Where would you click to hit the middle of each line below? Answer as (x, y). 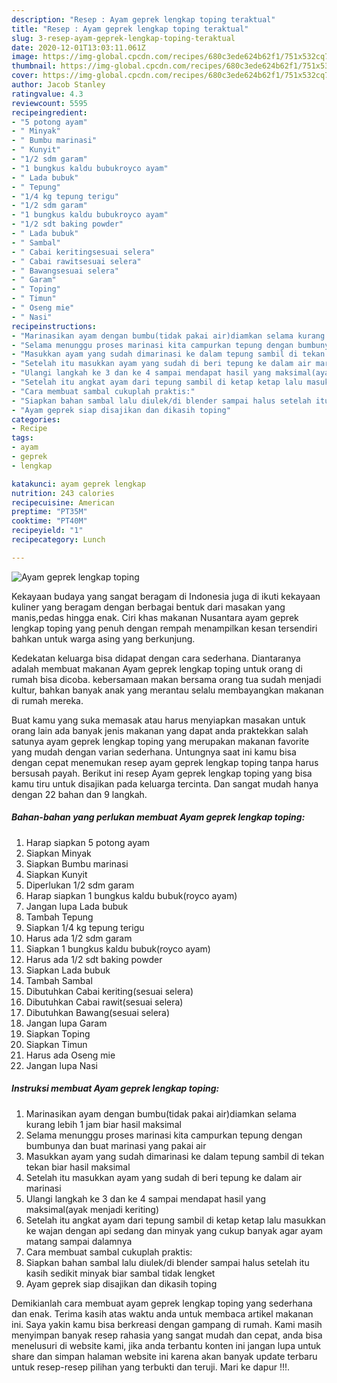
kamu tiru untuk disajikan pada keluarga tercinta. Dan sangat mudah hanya (165, 783)
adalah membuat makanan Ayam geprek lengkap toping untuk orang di (157, 668)
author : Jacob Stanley (58, 85)
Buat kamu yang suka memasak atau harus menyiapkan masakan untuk (158, 720)
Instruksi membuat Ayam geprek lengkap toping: (115, 1088)
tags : (22, 438)
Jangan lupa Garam (66, 1023)
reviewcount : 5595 (49, 103)
